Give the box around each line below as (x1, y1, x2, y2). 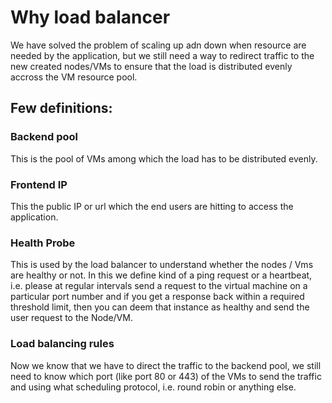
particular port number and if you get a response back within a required (10, 291, 305, 303)
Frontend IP (10, 177, 68, 191)
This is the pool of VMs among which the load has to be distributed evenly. (10, 152, 318, 165)
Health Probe (10, 236, 76, 250)
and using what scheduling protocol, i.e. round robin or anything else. (10, 381, 297, 393)
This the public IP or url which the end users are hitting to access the (10, 200, 294, 212)
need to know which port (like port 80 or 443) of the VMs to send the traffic (10, 370, 322, 382)
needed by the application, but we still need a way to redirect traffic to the (10, 49, 315, 61)
